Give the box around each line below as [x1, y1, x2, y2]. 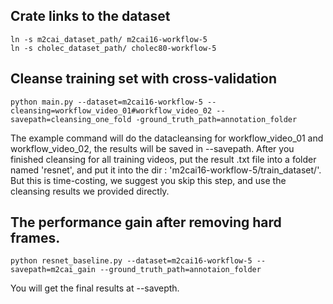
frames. [10, 230, 61, 247]
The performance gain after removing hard [10, 214, 282, 231]
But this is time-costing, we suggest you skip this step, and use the [10, 174, 287, 186]
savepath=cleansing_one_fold [10, 114, 132, 124]
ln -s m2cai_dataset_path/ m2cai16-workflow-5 [10, 34, 208, 44]
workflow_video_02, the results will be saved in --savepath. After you [10, 142, 295, 154]
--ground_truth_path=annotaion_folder [99, 265, 262, 275]
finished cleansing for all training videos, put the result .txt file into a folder [10, 153, 317, 165]
